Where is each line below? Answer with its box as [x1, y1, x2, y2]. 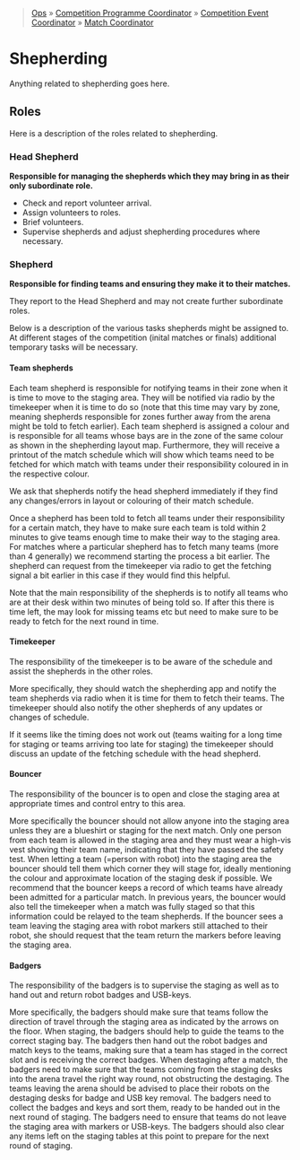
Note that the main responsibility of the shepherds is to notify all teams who [9, 587, 288, 597]
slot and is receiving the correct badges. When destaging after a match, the [9, 1054, 288, 1066]
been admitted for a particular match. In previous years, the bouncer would [9, 892, 287, 903]
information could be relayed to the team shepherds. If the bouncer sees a [9, 911, 284, 921]
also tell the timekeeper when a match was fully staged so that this [9, 901, 255, 911]
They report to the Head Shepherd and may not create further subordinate [9, 296, 284, 307]
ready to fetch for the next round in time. [9, 615, 159, 626]
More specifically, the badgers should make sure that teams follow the [9, 1007, 269, 1017]
